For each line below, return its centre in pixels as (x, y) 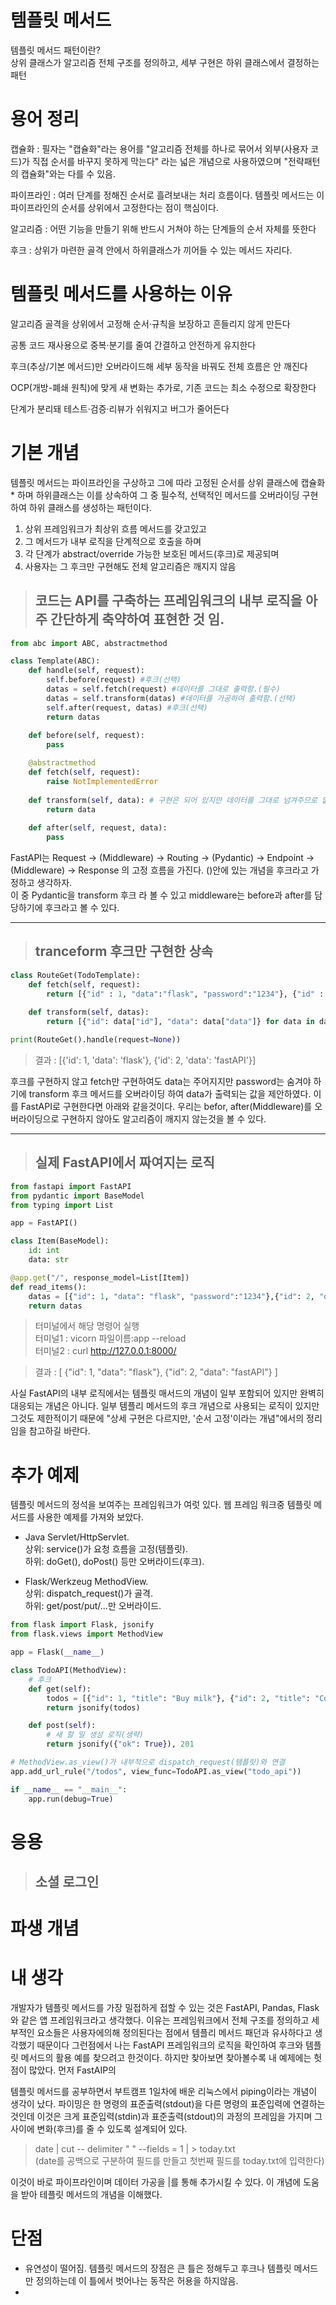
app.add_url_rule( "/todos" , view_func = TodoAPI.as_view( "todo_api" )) (156, 1771)
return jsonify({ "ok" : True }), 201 (120, 1744)
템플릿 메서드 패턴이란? (55, 50)
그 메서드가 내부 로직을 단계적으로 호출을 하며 (113, 541)
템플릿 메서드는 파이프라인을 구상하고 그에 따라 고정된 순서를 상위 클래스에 (154, 482)
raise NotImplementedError (102, 781)
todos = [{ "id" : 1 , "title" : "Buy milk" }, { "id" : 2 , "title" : (178, 1698)
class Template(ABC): (55, 661)
